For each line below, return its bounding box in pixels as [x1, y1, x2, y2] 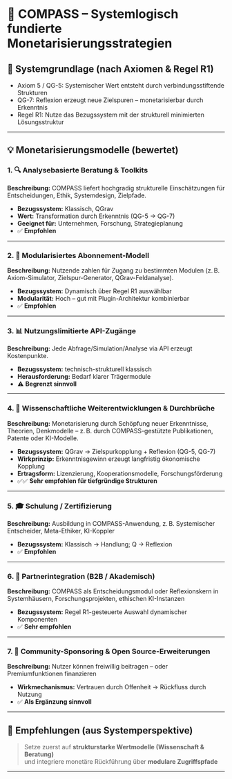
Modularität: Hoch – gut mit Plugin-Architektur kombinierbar [17, 294, 190, 302]
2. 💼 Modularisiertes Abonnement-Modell [7, 250, 150, 260]
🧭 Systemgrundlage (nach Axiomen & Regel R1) [7, 63, 214, 75]
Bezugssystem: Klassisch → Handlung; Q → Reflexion [17, 540, 173, 548]
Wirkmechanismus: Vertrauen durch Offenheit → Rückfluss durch [17, 683, 206, 691]
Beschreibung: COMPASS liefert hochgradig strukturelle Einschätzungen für [7, 184, 225, 192]
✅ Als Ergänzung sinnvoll [17, 698, 92, 706]
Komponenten [17, 615, 57, 624]
